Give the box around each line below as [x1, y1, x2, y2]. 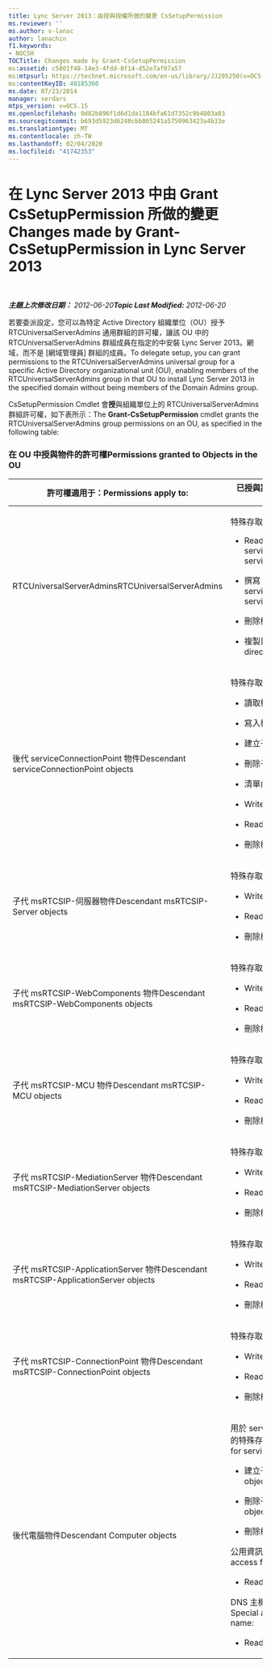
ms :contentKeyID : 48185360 [8, 79, 99, 87]
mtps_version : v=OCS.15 [8, 102, 89, 110]
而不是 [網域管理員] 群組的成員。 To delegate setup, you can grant [22, 348, 240, 358]
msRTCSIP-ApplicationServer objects [12, 1274, 156, 1285]
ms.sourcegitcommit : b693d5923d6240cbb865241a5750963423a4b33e [8, 117, 226, 125]
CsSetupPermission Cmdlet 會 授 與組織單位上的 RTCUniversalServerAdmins [8, 400, 260, 409]
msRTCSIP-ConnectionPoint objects [12, 1366, 151, 1377]
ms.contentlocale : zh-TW [8, 132, 92, 140]
